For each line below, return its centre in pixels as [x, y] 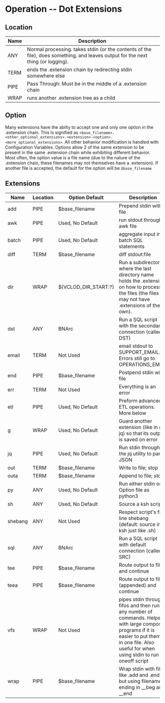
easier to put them [140, 636]
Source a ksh [134, 504]
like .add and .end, [140, 675]
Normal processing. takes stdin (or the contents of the [89, 49]
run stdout [131, 220]
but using [130, 681]
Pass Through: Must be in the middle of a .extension [87, 84]
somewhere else [46, 76]
